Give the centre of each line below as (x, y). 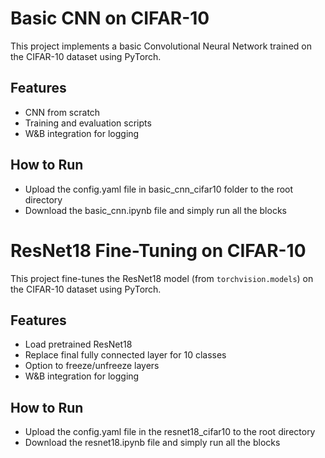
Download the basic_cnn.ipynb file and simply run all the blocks (155, 210)
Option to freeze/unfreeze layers (92, 366)
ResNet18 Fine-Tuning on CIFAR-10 (158, 250)
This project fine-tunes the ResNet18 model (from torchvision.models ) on (162, 278)
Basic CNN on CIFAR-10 (110, 18)
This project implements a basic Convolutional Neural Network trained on (161, 46)
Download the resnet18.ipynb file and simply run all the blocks (152, 443)
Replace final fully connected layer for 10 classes (125, 355)
